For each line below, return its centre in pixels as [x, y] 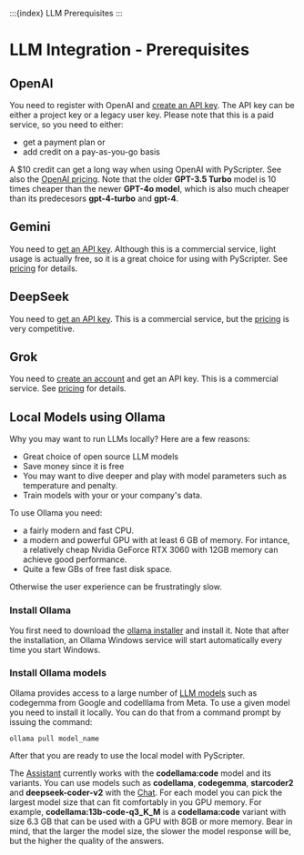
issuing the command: [51, 721]
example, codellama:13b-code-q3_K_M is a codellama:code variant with [148, 811]
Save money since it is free [73, 467]
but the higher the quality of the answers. [87, 840]
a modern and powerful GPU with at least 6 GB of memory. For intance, [156, 540]
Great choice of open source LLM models [101, 457]
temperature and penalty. [70, 486]
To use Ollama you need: [56, 513]
